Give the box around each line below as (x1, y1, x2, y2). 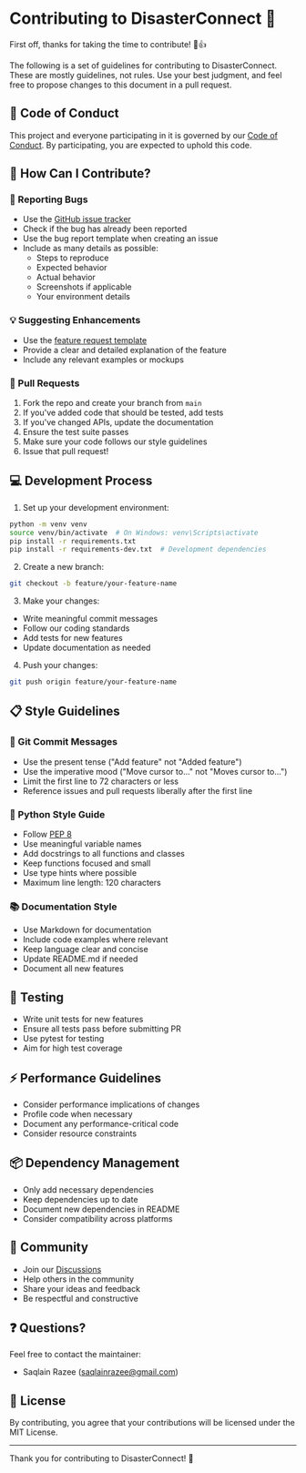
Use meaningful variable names (22, 838, 142, 849)
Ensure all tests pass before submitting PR (22, 1023, 182, 1034)
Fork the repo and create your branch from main (22, 398, 202, 409)
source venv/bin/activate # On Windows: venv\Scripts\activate (9, 528, 259, 537)
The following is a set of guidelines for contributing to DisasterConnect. (9, 59, 278, 71)
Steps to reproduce (36, 252, 109, 263)
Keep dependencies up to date (22, 1194, 138, 1204)
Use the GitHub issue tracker (22, 214, 132, 225)
